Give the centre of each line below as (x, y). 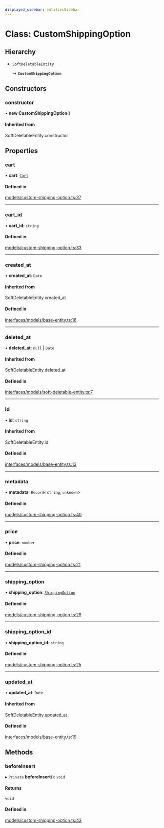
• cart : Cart (17, 176)
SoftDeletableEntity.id (27, 442)
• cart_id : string (22, 226)
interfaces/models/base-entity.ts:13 (41, 464)
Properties (21, 151)
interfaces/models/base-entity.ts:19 (41, 737)
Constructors (26, 89)
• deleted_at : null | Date (30, 348)
